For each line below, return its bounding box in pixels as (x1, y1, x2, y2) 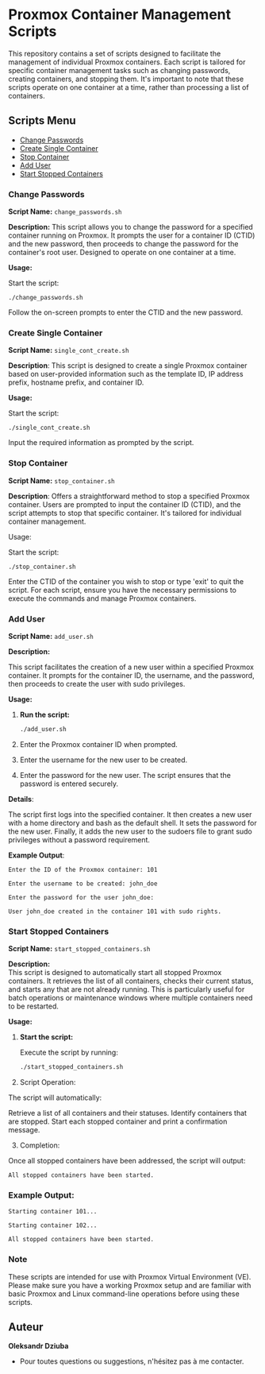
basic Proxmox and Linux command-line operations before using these (8, 1289, 240, 1299)
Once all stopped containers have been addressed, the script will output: (8, 1155, 246, 1165)
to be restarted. (8, 1001, 60, 1011)
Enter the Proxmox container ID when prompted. (19, 739, 179, 749)
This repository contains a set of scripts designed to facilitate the (8, 48, 221, 58)
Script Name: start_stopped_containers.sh (8, 944, 151, 954)
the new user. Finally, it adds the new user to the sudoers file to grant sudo (8, 826, 252, 836)
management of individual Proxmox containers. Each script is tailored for (8, 57, 246, 67)
